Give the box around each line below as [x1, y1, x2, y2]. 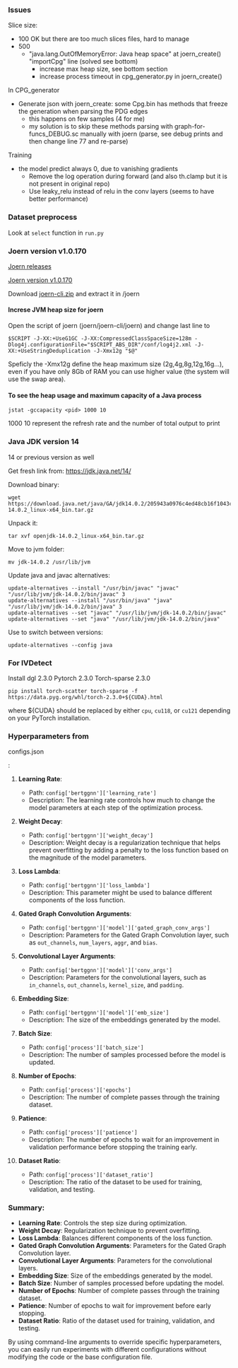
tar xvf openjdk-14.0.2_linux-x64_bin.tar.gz [8, 532, 144, 539]
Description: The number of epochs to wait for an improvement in [28, 1135, 220, 1144]
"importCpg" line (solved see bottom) [28, 57, 138, 66]
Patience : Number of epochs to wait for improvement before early [18, 1302, 211, 1310]
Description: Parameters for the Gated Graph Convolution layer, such [28, 931, 229, 940]
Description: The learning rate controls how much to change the [28, 796, 215, 805]
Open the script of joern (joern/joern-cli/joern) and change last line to [8, 322, 210, 330]
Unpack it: [8, 518, 38, 527]
